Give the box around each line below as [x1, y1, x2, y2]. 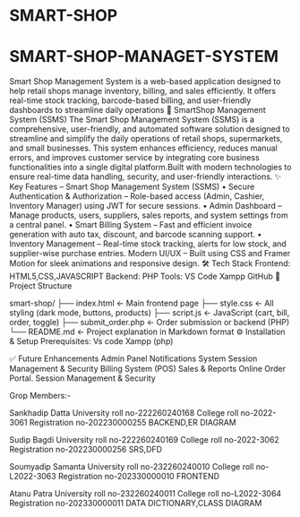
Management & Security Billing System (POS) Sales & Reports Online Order [9, 364, 287, 375]
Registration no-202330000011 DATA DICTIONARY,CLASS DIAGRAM [9, 498, 262, 509]
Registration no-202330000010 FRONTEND [57, 471, 220, 482]
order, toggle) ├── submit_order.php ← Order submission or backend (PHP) [9, 317, 290, 328]
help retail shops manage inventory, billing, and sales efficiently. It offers [9, 86, 277, 97]
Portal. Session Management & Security [9, 373, 157, 383]
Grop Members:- [9, 391, 72, 401]
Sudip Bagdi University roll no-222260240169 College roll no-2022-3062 [9, 435, 279, 445]
